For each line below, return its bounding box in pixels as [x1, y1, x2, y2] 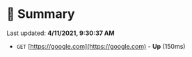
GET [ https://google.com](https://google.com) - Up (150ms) [16, 42, 186, 50]
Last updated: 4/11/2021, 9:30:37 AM [6, 29, 115, 37]
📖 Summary [6, 6, 75, 22]
